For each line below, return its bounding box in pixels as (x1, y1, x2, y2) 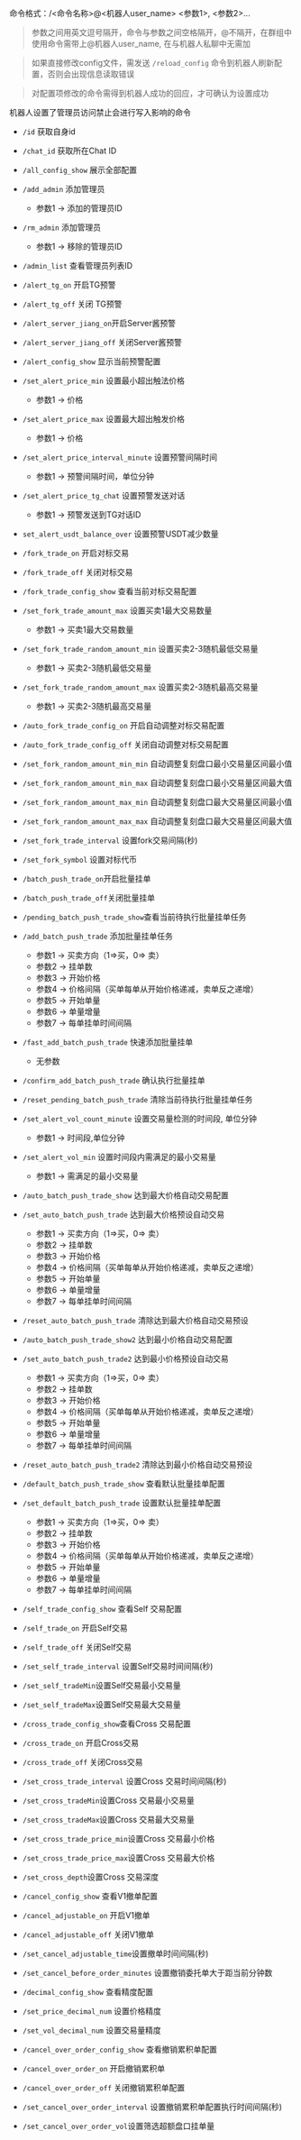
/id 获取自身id (22, 126, 77, 137)
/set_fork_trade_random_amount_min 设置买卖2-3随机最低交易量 (22, 644, 259, 654)
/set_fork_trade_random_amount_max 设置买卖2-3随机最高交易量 (22, 681, 259, 692)
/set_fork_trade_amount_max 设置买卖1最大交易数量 (22, 605, 213, 616)
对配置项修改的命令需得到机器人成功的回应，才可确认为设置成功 (31, 88, 269, 98)
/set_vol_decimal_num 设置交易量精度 (22, 2025, 161, 2035)
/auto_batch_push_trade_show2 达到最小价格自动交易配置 (22, 1334, 233, 1345)
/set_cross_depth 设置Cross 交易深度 (22, 1871, 160, 1882)
